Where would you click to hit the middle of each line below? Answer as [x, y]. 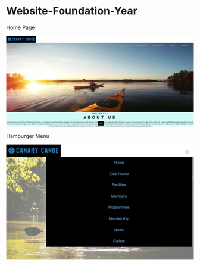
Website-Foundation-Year [72, 11]
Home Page [21, 27]
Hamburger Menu [28, 136]
